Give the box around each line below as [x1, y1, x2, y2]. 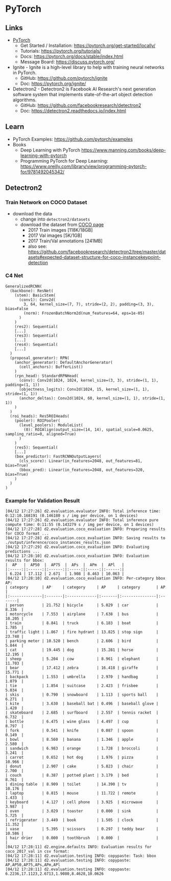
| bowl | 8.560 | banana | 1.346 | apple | [5, 737, 159, 742]
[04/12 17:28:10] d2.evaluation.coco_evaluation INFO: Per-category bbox [5, 576, 166, 581]
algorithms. [12, 97, 37, 103]
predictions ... [5, 549, 40, 554]
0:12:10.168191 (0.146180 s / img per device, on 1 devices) [5, 513, 138, 518]
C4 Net [5, 272, 23, 279]
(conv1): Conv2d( [18, 297, 56, 302]
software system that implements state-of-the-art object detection [12, 92, 153, 97]
